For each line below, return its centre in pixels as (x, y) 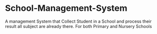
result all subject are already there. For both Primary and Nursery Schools (78, 26)
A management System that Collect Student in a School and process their (78, 21)
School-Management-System (66, 8)
